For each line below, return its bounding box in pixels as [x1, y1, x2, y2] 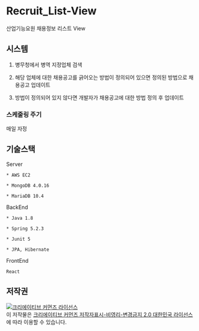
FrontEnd [6, 257, 29, 264]
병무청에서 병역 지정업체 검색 [14, 61, 82, 68]
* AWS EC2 [6, 172, 31, 178]
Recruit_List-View [6, 4, 97, 18]
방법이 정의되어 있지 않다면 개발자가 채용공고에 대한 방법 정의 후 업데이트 [14, 94, 184, 101]
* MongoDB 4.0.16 [6, 183, 50, 189]
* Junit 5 [6, 236, 31, 242]
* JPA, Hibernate [6, 247, 50, 253]
